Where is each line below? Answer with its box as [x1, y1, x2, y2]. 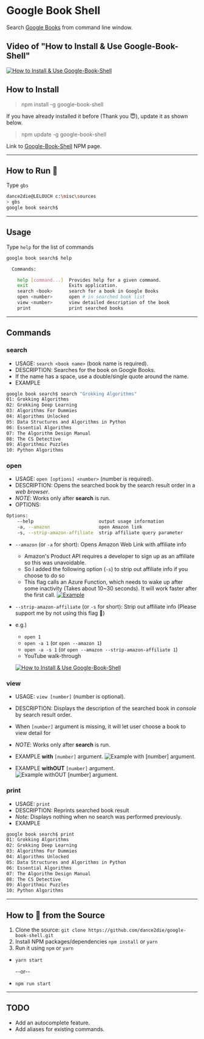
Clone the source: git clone [15, 926, 86, 933]
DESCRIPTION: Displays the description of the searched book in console [15, 705, 197, 712]
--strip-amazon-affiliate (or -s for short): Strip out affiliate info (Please [15, 603, 197, 610]
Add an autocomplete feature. [15, 1019, 90, 1026]
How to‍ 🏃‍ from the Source [6, 910, 105, 920]
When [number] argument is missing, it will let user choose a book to [15, 723, 186, 730]
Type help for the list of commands [6, 243, 94, 251]
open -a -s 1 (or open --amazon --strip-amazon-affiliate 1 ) [24, 646, 178, 653]
